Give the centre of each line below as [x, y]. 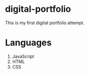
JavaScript [23, 56]
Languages [28, 43]
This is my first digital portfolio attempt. [45, 23]
